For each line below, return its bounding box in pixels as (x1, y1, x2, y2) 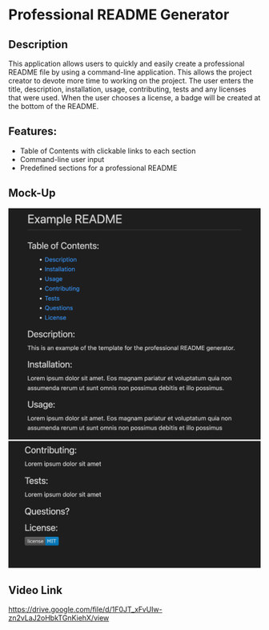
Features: (8, 124, 58, 138)
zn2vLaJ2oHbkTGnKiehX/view (8, 613, 110, 623)
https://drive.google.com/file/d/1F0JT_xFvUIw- (8, 604, 163, 615)
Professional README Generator (8, 6, 230, 24)
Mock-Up (8, 186, 56, 200)
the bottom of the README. (8, 102, 99, 111)
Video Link (8, 583, 62, 597)
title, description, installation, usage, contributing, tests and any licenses (8, 84, 247, 94)
